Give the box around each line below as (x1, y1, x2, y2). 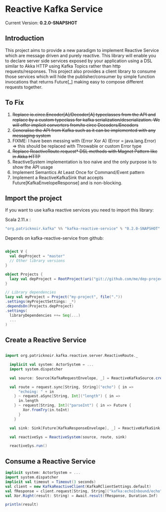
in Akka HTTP (12, 153, 41, 159)
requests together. (5, 84, 43, 90)
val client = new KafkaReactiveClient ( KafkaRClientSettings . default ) (5, 484, 152, 489)
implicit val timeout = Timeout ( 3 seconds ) (5, 479, 96, 484)
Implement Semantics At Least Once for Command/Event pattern (12, 169, 145, 175)
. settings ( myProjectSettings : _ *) (5, 299, 77, 304)
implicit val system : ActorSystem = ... (9, 362, 94, 367)
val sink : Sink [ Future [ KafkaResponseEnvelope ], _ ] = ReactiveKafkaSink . (9, 426, 163, 430)
